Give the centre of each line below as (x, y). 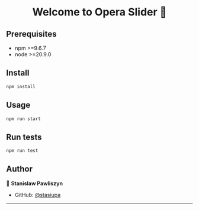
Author (19, 169)
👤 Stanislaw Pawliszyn (35, 183)
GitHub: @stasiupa (38, 195)
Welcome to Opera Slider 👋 (99, 12)
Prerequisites (31, 34)
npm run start (24, 119)
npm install (21, 86)
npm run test (22, 151)
